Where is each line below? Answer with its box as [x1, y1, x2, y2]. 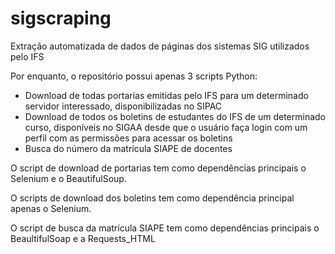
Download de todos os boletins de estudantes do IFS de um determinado [24, 110, 326, 122]
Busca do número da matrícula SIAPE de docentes [24, 142, 233, 154]
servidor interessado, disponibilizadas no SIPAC [24, 100, 223, 112]
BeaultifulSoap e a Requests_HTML [10, 232, 156, 244]
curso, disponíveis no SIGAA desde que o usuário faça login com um [24, 121, 308, 133]
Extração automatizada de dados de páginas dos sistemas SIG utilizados [10, 40, 310, 52]
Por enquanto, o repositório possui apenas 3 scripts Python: [10, 70, 258, 82]
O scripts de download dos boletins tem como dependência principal [10, 192, 295, 204]
